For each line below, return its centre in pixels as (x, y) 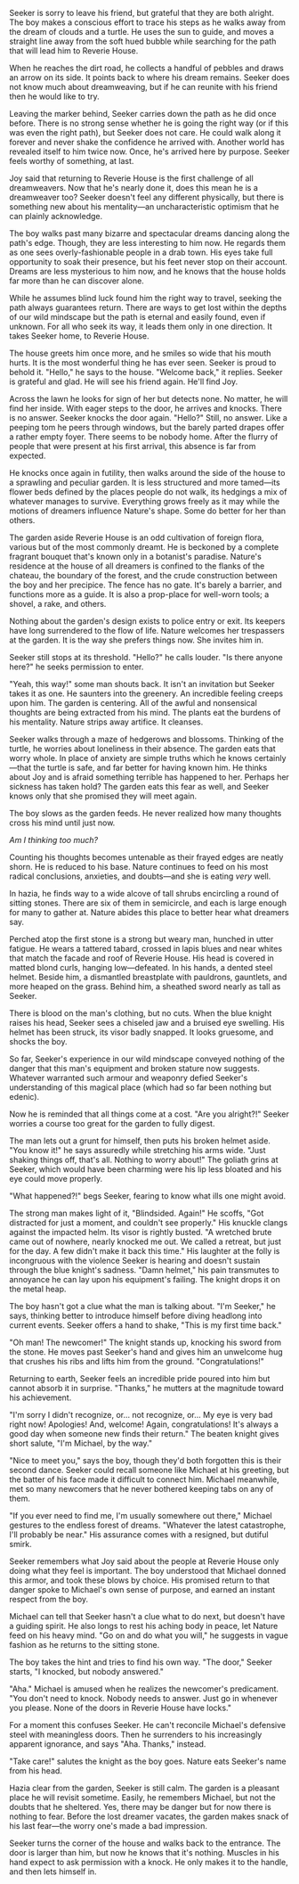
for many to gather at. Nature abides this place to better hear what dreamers (149, 912)
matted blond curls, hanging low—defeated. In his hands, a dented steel (141, 967)
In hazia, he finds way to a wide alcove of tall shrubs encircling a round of (144, 893)
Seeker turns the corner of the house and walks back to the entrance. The (145, 1843)
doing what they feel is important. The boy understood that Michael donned (148, 1571)
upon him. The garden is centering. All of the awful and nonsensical (133, 703)
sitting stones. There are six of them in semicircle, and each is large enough (148, 903)
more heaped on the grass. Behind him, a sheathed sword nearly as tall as (145, 987)
